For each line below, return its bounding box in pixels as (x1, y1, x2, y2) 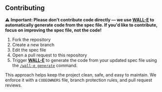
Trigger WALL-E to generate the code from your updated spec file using (12, 57, 157, 63)
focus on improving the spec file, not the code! (5, 27, 101, 33)
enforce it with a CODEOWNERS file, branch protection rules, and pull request (5, 77, 152, 83)
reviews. (5, 82, 22, 88)
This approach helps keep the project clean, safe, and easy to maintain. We (5, 72, 157, 77)
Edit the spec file (12, 47, 46, 53)
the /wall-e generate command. (12, 62, 78, 68)
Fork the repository (12, 37, 51, 42)
